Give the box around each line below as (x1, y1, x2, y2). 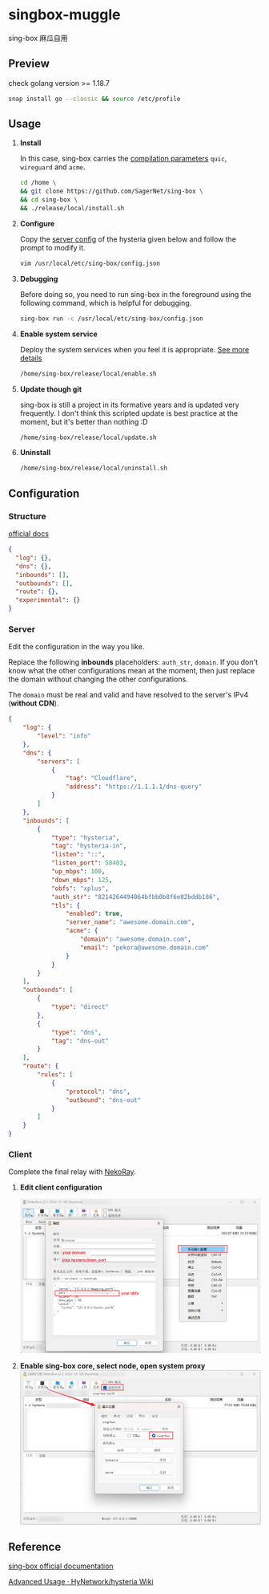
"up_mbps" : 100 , (50, 868, 106, 876)
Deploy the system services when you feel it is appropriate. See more (19, 344, 250, 354)
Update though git (19, 384, 82, 394)
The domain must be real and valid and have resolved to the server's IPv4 (8, 690, 249, 700)
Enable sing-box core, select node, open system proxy (19, 1360, 206, 1370)
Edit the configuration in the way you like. (8, 642, 145, 652)
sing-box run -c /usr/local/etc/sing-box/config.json (19, 315, 203, 323)
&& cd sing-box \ (19, 196, 78, 204)
